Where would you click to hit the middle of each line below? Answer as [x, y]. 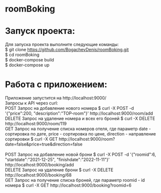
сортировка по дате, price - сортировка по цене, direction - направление [80, 134]
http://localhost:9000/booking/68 [38, 175]
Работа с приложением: [56, 84]
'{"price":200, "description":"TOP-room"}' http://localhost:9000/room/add [79, 113]
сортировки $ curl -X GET [31, 139]
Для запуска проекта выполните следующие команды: [62, 45]
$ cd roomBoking [22, 55]
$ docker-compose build [29, 60]
